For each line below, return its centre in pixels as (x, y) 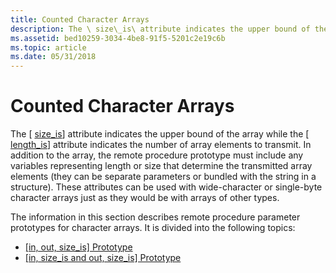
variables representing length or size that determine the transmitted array (161, 166)
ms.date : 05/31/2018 (53, 57)
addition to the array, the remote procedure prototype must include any (157, 155)
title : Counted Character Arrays (80, 19)
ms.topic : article (48, 47)
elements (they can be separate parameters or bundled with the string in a (163, 177)
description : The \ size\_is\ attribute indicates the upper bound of (160, 29)
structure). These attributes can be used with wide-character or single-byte (166, 187)
